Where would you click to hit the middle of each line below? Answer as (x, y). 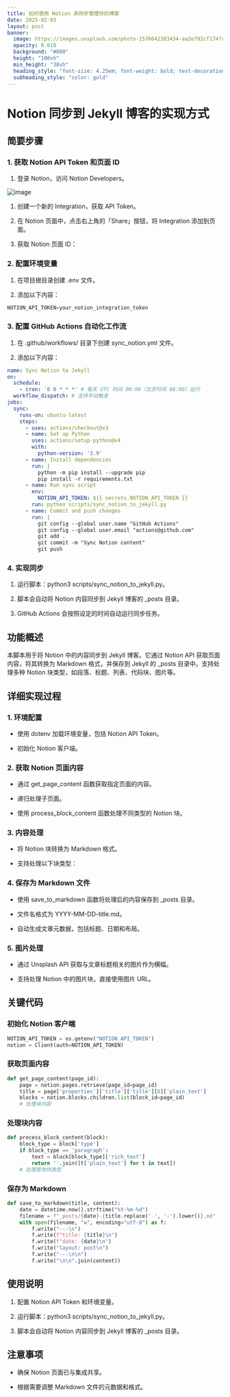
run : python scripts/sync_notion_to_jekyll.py (99, 505)
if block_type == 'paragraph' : (64, 1151)
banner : (18, 33)
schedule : (27, 383)
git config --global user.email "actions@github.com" (116, 530)
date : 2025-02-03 (32, 20)
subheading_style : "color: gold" (61, 77)
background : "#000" (41, 52)
